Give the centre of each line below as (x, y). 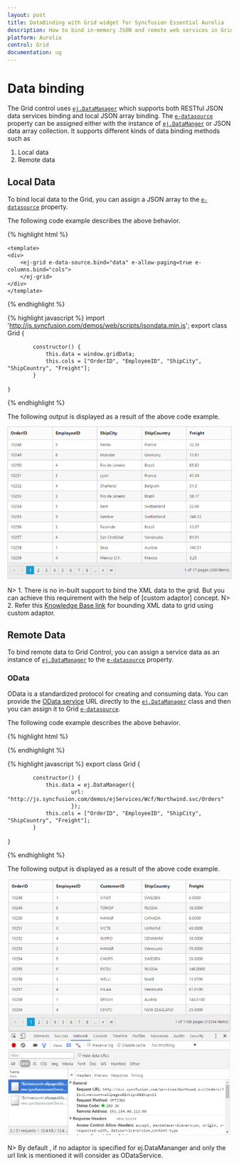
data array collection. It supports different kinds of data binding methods (114, 131)
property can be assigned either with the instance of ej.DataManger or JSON (119, 123)
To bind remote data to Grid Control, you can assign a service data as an (113, 652)
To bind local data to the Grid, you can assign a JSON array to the (103, 199)
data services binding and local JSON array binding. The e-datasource (110, 116)
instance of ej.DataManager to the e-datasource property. (91, 660)
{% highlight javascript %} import (56, 318)
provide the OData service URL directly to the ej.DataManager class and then (119, 701)
